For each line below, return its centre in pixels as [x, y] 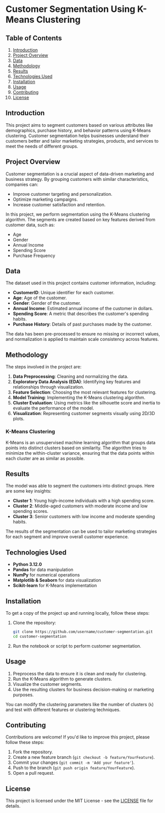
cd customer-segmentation [39, 636]
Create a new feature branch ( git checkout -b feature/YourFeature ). [84, 757]
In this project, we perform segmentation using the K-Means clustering [78, 214]
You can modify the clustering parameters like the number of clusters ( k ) [80, 704]
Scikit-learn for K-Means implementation [55, 585]
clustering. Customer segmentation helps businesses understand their [77, 136]
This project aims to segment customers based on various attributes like [79, 125]
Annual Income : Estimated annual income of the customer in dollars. [83, 309]
